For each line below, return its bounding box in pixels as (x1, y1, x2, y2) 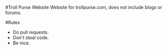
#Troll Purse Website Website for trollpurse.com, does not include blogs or (5, 5, 162, 10)
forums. (5, 10, 22, 16)
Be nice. (12, 40, 30, 46)
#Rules (5, 20, 20, 25)
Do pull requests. (12, 29, 49, 35)
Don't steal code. (12, 35, 49, 40)
